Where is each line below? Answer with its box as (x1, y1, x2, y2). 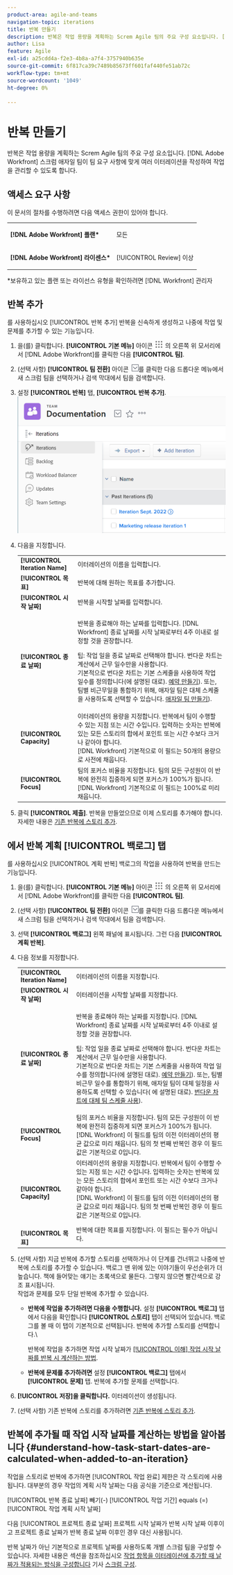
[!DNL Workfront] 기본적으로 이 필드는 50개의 (77, 746, 203, 755)
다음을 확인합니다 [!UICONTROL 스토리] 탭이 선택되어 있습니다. (40, 1313, 213, 1321)
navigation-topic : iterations (7, 18, 95, 26)
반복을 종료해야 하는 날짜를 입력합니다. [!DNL (77, 619, 199, 628)
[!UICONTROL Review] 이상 (116, 253, 194, 262)
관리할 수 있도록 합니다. (14, 167, 78, 175)
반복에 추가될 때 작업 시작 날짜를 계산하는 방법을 (7, 1429, 199, 1440)
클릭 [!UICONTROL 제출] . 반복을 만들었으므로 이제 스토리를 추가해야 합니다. (17, 809, 223, 817)
